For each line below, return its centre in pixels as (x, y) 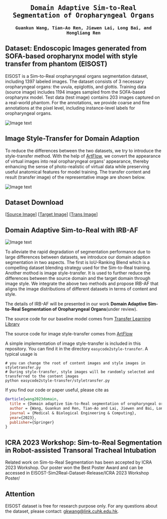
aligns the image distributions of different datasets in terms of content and (81, 289)
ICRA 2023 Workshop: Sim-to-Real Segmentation (83, 442)
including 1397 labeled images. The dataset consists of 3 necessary (75, 81)
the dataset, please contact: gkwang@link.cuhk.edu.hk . (62, 511)
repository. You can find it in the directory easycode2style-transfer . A (77, 349)
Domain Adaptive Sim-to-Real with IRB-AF (72, 230)
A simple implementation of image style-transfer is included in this (73, 343)
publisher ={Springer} (32, 422)
